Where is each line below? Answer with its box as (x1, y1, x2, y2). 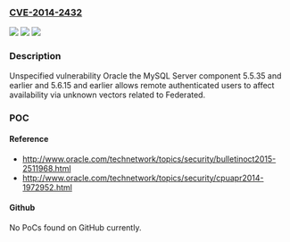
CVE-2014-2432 (9, 6, 83, 19)
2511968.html (21, 163, 71, 173)
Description (9, 50, 62, 63)
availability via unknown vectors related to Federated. (9, 89, 206, 100)
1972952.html (21, 181, 73, 193)
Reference (9, 134, 49, 145)
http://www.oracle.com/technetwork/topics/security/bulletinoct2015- (21, 154, 277, 164)
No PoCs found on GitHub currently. (9, 221, 142, 233)
